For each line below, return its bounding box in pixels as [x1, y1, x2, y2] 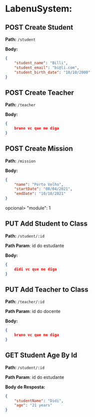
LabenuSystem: [5, 3, 72, 15]
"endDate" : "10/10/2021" [14, 191, 66, 196]
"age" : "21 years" [14, 403, 52, 408]
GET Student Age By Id [5, 351, 77, 360]
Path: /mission [5, 158, 36, 164]
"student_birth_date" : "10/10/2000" [14, 70, 91, 75]
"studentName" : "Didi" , [14, 398, 64, 403]
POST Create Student [5, 23, 73, 32]
